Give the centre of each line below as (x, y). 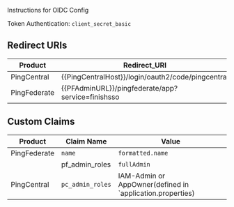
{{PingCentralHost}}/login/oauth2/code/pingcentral (145, 77)
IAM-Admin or (142, 176)
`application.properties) (156, 193)
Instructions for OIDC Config (48, 10)
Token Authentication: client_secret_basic (69, 23)
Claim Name (86, 141)
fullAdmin (134, 164)
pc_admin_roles (86, 184)
